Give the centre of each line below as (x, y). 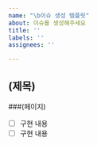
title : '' (25, 30)
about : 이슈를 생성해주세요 (47, 23)
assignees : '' (32, 45)
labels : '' (26, 38)
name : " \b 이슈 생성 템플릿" (49, 15)
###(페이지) (27, 106)
